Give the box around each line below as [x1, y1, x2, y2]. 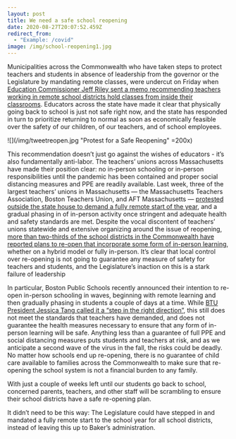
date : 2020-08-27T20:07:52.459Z [7, 23, 102, 30]
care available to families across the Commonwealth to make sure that [7, 359, 211, 367]
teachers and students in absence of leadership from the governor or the [7, 70, 220, 78]
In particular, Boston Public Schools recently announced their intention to [7, 284, 220, 291]
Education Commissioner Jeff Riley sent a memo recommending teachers [7, 85, 221, 93]
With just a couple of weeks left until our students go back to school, [7, 380, 206, 388]
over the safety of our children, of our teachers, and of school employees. [7, 123, 222, 131]
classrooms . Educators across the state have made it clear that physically [7, 100, 221, 108]
